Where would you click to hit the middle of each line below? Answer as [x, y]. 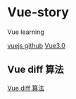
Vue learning [26, 32]
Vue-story [38, 12]
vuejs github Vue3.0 [36, 45]
